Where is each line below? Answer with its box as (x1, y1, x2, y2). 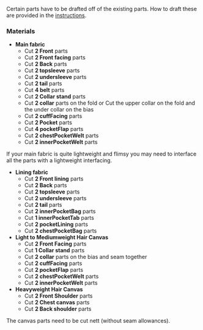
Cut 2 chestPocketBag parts (24, 227, 97, 234)
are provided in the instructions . (6, 12, 87, 19)
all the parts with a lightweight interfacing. (6, 157, 113, 164)
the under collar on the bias (24, 106, 94, 113)
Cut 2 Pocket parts (24, 119, 72, 126)
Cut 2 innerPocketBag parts (24, 208, 96, 215)
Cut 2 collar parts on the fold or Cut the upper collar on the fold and (24, 99, 196, 107)
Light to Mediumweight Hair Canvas (15, 234, 109, 241)
